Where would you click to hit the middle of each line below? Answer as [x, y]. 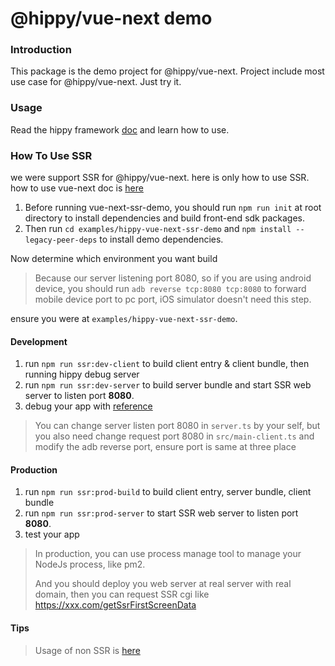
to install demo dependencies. [161, 239]
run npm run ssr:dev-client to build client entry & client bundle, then [167, 364]
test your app [52, 534]
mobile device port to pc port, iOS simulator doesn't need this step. [173, 299]
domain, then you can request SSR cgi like [122, 594]
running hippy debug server [82, 374]
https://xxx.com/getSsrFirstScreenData [115, 605]
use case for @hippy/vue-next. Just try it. [96, 82]
